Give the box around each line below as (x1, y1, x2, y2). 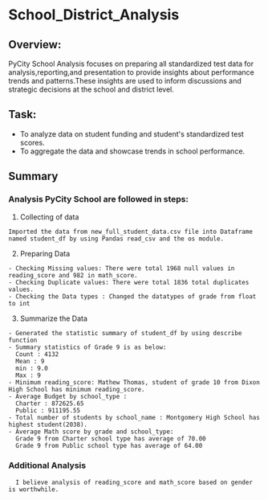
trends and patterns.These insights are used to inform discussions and (8, 76, 242, 85)
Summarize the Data (19, 314, 88, 323)
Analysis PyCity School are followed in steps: (8, 194, 189, 205)
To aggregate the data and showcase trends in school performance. (19, 146, 246, 156)
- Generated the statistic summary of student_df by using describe (8, 329, 242, 337)
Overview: (8, 38, 62, 51)
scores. (19, 137, 46, 147)
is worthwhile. (8, 485, 59, 494)
